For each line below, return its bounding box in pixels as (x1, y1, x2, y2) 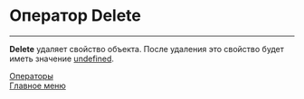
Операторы (9, 70, 54, 81)
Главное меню (9, 80, 66, 91)
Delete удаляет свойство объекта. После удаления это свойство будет (9, 43, 285, 54)
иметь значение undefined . (9, 53, 115, 64)
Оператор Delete (9, 5, 142, 26)
